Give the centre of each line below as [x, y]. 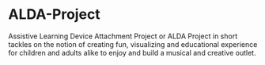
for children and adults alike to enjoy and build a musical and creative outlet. [132, 52]
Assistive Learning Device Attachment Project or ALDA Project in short [123, 36]
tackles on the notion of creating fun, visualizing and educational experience [133, 44]
